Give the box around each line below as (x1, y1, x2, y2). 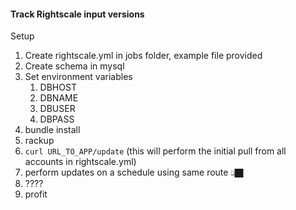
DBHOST (39, 81, 77, 94)
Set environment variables (24, 71, 133, 83)
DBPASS (39, 113, 75, 125)
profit (24, 188, 48, 200)
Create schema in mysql (24, 60, 125, 72)
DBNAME (39, 92, 79, 104)
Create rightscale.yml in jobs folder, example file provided (24, 50, 263, 62)
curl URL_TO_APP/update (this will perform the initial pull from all (24, 145, 287, 157)
